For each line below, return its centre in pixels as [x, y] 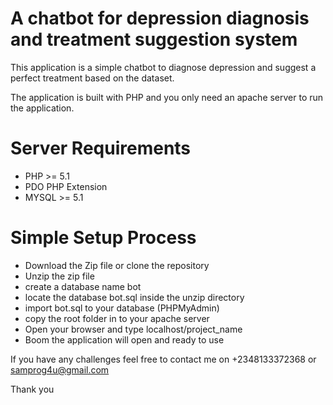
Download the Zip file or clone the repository [117, 265]
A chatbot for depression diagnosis [160, 18]
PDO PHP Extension [66, 186]
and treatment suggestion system [154, 39]
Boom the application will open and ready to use [124, 339]
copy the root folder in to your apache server [117, 318]
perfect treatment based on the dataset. [92, 78]
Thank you [32, 389]
